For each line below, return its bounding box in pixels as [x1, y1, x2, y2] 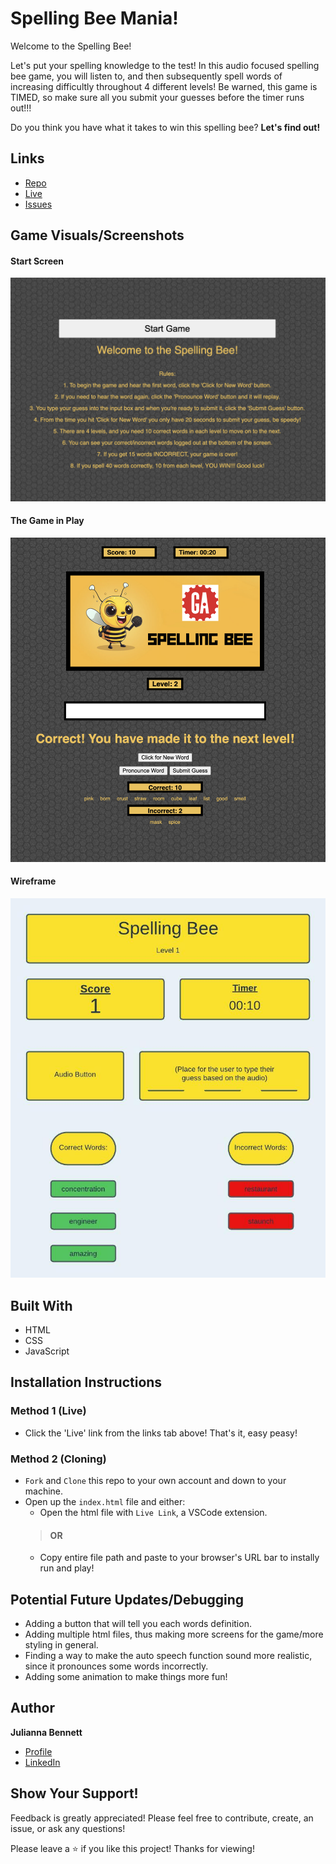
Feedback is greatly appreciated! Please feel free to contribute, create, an [10, 1812, 314, 1824]
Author [10, 1700, 55, 1717]
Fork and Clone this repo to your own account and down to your [24, 1474, 287, 1486]
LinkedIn [24, 1756, 61, 1768]
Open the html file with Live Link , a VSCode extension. [39, 1506, 268, 1518]
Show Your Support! [10, 1785, 139, 1802]
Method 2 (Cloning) [10, 1452, 107, 1466]
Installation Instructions [10, 1374, 163, 1391]
